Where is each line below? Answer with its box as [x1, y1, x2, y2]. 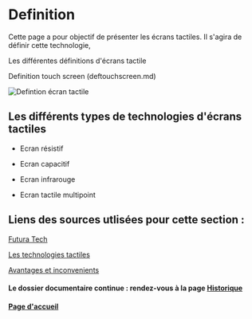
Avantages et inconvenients [8, 265, 100, 274]
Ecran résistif [19, 144, 64, 153]
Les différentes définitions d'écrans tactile [8, 56, 147, 65]
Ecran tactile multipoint [19, 190, 96, 199]
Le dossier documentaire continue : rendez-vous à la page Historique [8, 283, 243, 293]
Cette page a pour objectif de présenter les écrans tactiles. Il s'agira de [8, 32, 242, 41]
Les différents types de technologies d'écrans [8, 110, 242, 124]
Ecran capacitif [19, 159, 70, 168]
